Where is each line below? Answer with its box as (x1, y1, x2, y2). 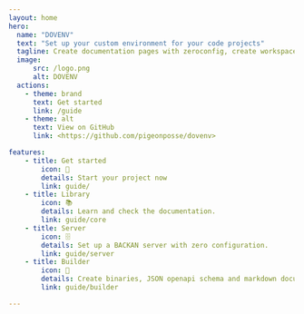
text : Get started (32, 97, 103, 107)
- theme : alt (25, 114, 74, 123)
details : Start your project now (41, 173, 168, 182)
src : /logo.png (32, 64, 91, 74)
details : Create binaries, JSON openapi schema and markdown (41, 274, 278, 284)
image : (16, 55, 42, 64)
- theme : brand (25, 89, 83, 98)
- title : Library (25, 190, 91, 200)
